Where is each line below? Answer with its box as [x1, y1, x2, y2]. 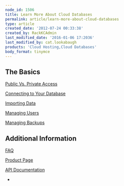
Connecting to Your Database [5, 90, 66, 96]
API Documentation [5, 167, 45, 173]
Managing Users [5, 110, 39, 116]
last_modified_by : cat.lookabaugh [5, 40, 77, 45]
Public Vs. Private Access [5, 81, 58, 87]
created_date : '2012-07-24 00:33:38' [5, 26, 84, 31]
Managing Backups [5, 119, 45, 125]
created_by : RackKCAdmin [5, 30, 57, 35]
